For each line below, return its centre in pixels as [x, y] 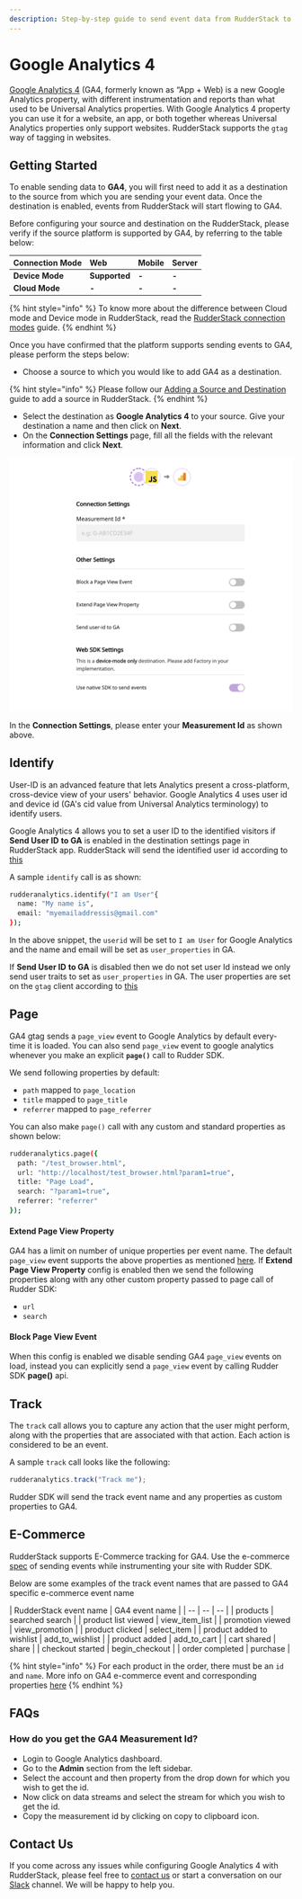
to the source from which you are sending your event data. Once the [136, 197]
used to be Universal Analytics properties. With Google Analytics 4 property [150, 109]
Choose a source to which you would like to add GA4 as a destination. [152, 371]
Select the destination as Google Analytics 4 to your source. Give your [154, 416]
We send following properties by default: [84, 1072]
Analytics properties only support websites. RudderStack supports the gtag [149, 128]
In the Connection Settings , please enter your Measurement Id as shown [146, 725]
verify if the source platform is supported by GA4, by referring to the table [146, 233]
